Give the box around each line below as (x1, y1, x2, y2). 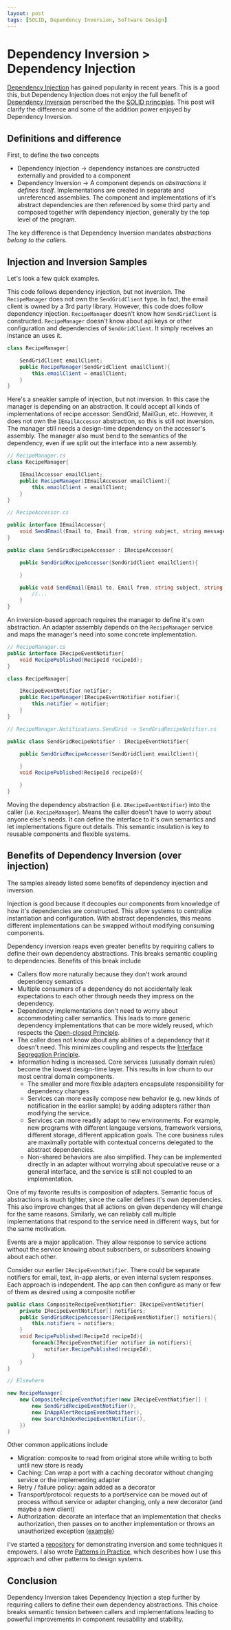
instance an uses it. (7, 332, 63, 340)
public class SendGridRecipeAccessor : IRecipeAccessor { (7, 546, 174, 554)
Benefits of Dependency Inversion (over (7, 850, 182, 861)
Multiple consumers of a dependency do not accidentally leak (16, 985, 192, 993)
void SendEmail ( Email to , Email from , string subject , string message (19, 528, 226, 535)
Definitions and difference (7, 132, 122, 144)
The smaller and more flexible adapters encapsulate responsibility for (27, 1080, 224, 1088)
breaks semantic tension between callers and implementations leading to (7, 1608, 214, 1616)
